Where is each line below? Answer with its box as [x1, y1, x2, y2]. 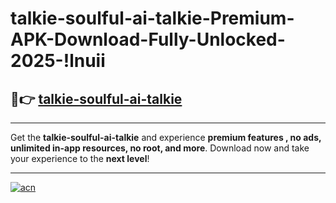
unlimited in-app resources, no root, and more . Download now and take [10, 142, 310, 154]
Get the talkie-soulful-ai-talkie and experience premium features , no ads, [10, 132, 322, 143]
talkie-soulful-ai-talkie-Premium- [10, 7, 295, 30]
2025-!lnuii [10, 50, 106, 72]
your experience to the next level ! [10, 153, 150, 164]
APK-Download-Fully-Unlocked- [10, 28, 286, 51]
